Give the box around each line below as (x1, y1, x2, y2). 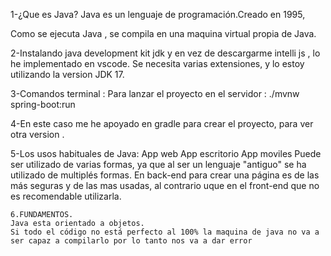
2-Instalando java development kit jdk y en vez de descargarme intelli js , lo (10, 47, 321, 59)
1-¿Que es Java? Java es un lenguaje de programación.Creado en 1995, (10, 9, 306, 20)
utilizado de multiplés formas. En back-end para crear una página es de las (10, 169, 320, 181)
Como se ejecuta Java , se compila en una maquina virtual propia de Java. (10, 28, 317, 39)
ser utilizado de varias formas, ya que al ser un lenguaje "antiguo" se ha (10, 159, 307, 170)
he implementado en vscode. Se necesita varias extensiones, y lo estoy (10, 58, 305, 69)
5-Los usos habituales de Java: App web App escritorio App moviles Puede (10, 148, 322, 159)
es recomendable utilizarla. (10, 190, 122, 202)
